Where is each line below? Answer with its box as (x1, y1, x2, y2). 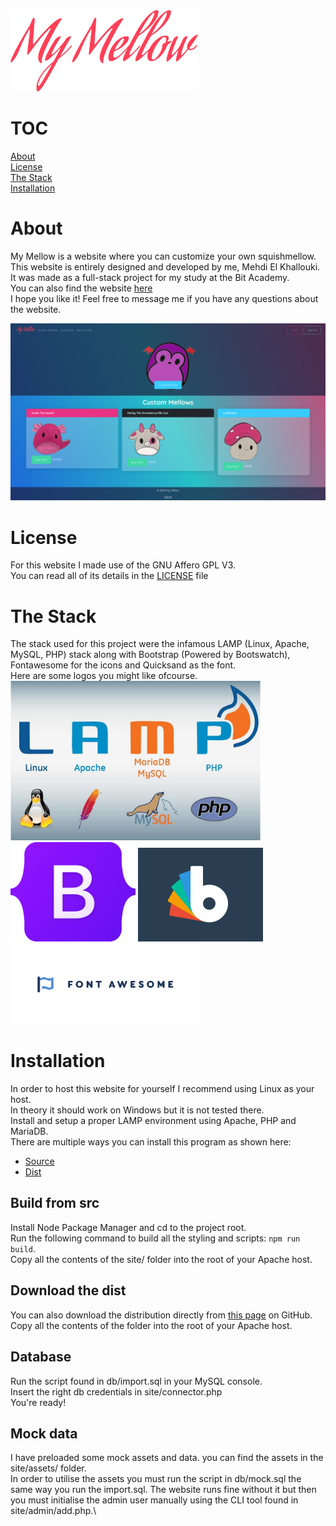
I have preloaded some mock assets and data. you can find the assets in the (10, 1452, 324, 1464)
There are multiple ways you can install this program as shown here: (10, 1136, 292, 1148)
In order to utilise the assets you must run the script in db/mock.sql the (10, 1473, 302, 1485)
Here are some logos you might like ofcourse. (10, 670, 198, 682)
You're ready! (10, 1396, 67, 1408)
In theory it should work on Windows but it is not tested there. (10, 1104, 265, 1116)
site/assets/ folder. (10, 1462, 87, 1474)
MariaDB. (10, 1125, 49, 1138)
